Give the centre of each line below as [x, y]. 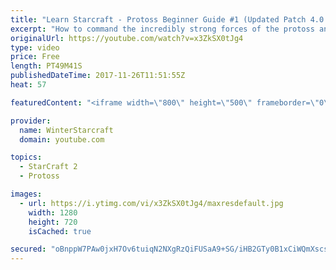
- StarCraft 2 [48, 167]
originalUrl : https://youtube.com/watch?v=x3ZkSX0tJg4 [127, 38]
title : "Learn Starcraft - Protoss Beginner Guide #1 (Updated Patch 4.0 [167, 19]
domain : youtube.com [62, 139]
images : [26, 194]
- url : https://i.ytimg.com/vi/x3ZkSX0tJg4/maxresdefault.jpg [151, 203]
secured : [28, 249]
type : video [35, 47]
